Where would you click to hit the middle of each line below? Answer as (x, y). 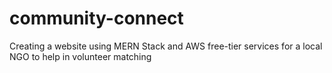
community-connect (96, 18)
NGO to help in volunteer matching (80, 56)
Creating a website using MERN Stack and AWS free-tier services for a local (166, 46)
